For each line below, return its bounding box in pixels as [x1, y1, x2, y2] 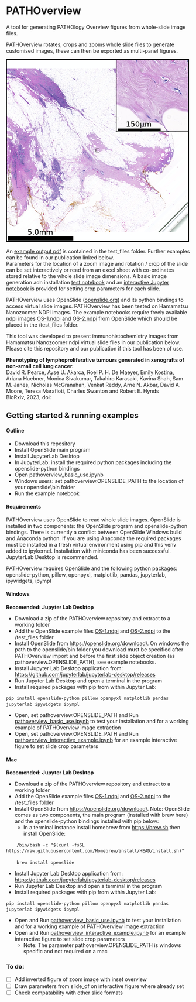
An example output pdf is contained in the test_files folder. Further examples [6, 248, 190, 255]
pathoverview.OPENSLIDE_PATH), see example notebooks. [14, 658, 157, 665]
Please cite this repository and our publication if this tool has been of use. [6, 345, 184, 352]
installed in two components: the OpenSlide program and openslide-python [6, 522, 188, 529]
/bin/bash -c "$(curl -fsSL [16, 842, 85, 848]
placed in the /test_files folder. [6, 321, 79, 328]
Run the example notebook [14, 490, 80, 497]
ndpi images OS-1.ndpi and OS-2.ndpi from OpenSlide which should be [6, 315, 177, 322]
